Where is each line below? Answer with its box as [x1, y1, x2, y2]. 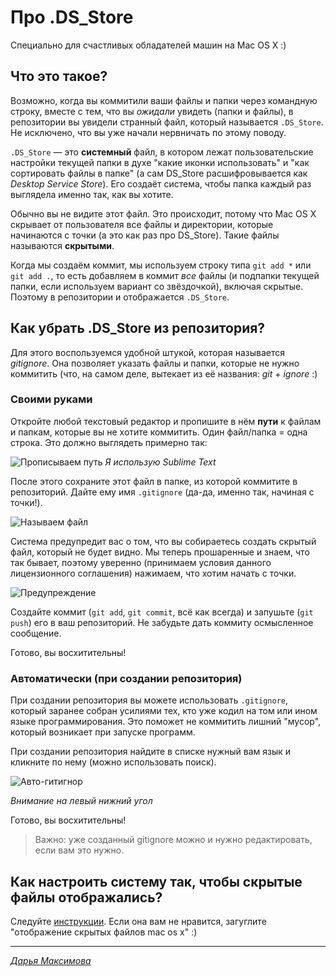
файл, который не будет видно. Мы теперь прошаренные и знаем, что [10, 546, 310, 558]
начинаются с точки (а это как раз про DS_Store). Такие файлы [10, 229, 280, 241]
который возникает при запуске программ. [10, 726, 196, 738]
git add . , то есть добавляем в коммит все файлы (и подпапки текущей [10, 269, 320, 281]
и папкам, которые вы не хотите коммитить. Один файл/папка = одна [10, 426, 308, 438]
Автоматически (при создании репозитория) [10, 671, 243, 685]
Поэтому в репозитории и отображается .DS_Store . [10, 291, 230, 303]
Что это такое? [10, 68, 108, 85]
